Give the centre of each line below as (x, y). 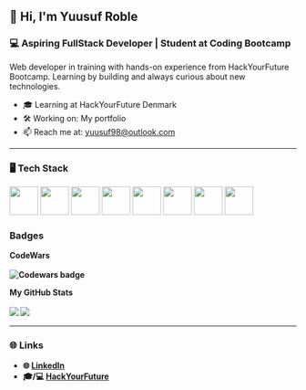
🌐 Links (26, 345)
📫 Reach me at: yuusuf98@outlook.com (99, 132)
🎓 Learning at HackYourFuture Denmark (100, 104)
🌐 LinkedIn (44, 365)
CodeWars (30, 256)
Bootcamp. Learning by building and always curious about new (127, 76)
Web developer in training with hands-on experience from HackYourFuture (149, 67)
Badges (26, 236)
